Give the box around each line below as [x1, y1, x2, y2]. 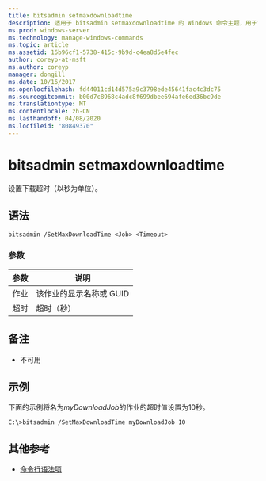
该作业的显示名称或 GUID [36, 288, 130, 299]
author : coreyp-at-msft [8, 56, 87, 64]
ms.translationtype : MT [8, 100, 87, 108]
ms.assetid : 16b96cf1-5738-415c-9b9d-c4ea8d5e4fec [8, 48, 179, 56]
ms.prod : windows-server [8, 26, 90, 34]
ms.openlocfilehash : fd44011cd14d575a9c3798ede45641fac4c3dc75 [8, 85, 222, 94]
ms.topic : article [8, 41, 69, 49]
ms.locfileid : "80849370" [8, 122, 93, 130]
